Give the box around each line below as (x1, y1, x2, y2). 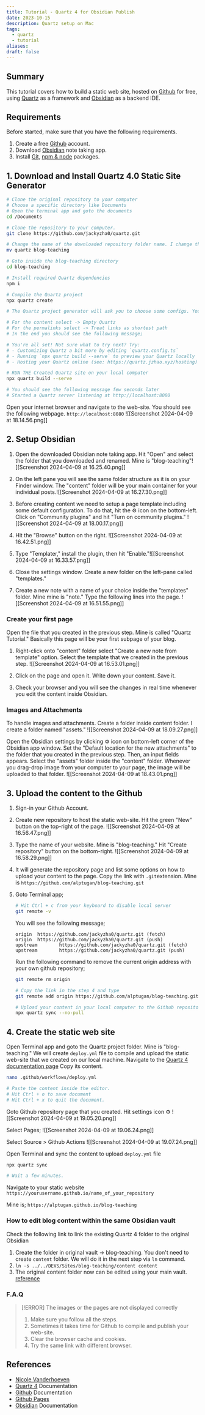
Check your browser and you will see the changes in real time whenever (15, 684, 197, 692)
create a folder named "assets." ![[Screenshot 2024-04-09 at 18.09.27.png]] (6, 726, 198, 733)
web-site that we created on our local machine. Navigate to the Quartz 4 (6, 1056, 189, 1064)
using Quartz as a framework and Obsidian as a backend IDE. (6, 94, 160, 102)
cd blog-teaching (6, 264, 51, 270)
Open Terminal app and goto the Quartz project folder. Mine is (6, 1043, 163, 1050)
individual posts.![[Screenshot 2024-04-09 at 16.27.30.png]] (15, 488, 167, 496)
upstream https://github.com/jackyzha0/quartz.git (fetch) (15, 942, 188, 948)
